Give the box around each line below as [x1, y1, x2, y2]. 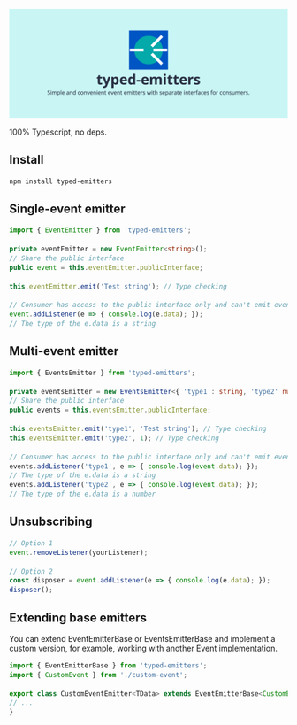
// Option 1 [9, 538, 53, 548]
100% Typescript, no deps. [9, 127, 108, 137]
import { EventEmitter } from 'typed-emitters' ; [9, 226, 192, 235]
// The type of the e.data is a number [9, 490, 156, 499]
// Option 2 [9, 567, 53, 575]
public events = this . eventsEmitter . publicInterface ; [9, 405, 212, 415]
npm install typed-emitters [9, 177, 113, 186]
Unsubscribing [9, 514, 93, 529]
